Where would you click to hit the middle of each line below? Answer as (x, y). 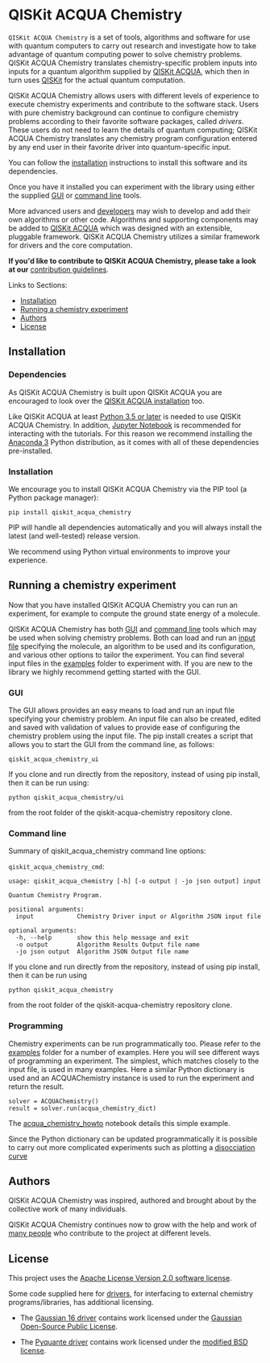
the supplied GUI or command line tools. (75, 195)
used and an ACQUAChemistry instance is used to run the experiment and (131, 1078)
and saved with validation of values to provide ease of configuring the (124, 728)
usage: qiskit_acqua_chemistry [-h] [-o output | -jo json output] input (135, 881)
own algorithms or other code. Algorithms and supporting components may (133, 219)
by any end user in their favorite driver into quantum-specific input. (120, 147)
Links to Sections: (38, 285)
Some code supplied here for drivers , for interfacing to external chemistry (131, 1294)
